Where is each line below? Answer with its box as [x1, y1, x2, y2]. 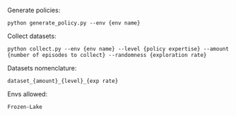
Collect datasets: [7, 32, 57, 40]
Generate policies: [7, 6, 61, 14]
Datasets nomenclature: [7, 64, 77, 72]
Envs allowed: [7, 90, 48, 98]
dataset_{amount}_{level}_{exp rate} [7, 77, 119, 84]
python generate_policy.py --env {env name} [7, 20, 141, 27]
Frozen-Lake [7, 103, 42, 110]
